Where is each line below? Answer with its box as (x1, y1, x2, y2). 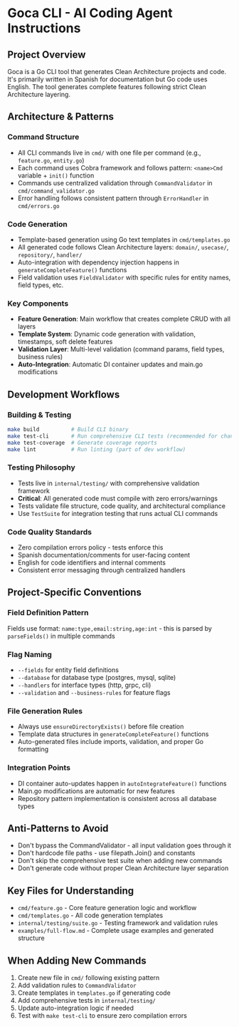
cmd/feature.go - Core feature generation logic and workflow (17, 904, 197, 912)
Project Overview (7, 48, 86, 61)
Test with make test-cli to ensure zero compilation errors (17, 1011, 187, 1020)
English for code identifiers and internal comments (17, 558, 166, 567)
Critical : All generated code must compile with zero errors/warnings (17, 494, 218, 502)
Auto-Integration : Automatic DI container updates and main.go (17, 360, 203, 368)
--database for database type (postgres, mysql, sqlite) (17, 674, 176, 682)
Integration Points (7, 763, 71, 773)
